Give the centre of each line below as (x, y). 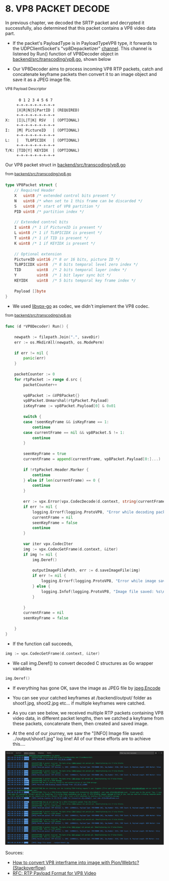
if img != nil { (40, 554)
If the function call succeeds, (43, 644)
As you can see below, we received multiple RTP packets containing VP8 (88, 713)
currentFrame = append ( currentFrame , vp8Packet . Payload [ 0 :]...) (92, 459)
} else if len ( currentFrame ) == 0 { (62, 480)
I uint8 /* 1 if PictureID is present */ (58, 228)
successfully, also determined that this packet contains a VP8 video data (80, 28)
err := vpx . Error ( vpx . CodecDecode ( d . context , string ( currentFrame (94, 502)
